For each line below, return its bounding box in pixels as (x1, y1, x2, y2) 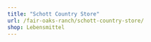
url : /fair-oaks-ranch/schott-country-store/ (7, 17, 144, 24)
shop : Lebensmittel (7, 23, 65, 31)
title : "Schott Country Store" (7, 10, 100, 18)
